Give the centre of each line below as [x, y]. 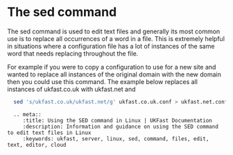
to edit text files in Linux [49, 133]
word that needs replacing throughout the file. [73, 54]
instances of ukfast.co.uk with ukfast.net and [72, 89]
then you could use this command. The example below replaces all [102, 81]
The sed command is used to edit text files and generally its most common [114, 31]
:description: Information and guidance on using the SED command [120, 127]
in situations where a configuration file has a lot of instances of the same [111, 46]
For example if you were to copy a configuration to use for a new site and [112, 67]
